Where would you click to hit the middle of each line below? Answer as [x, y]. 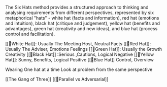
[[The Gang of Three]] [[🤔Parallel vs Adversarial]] [57, 79]
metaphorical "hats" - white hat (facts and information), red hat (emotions [82, 18]
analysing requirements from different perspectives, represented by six [79, 13]
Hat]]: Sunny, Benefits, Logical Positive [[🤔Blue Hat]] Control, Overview [79, 60]
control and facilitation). [30, 34]
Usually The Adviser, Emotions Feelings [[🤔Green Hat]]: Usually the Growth [84, 49]
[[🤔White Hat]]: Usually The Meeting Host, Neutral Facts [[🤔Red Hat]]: [78, 44]
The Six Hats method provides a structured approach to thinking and [77, 7]
